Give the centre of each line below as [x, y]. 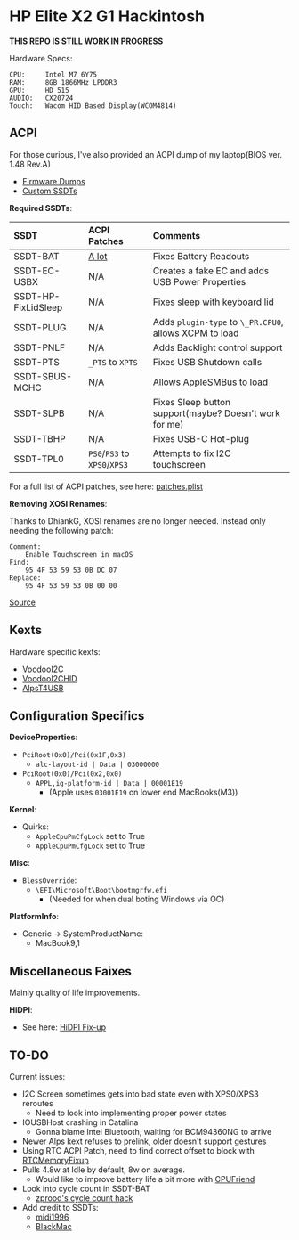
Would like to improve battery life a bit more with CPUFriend [145, 1179]
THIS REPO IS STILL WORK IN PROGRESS [86, 41]
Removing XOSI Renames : [58, 503]
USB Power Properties [199, 281]
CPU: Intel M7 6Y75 [53, 74]
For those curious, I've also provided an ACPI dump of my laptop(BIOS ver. [146, 154]
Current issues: [37, 1077]
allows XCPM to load [196, 333]
